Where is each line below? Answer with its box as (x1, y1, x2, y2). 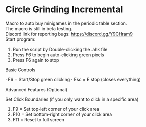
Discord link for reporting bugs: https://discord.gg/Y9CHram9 (5, 31, 133, 37)
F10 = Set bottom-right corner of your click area (12, 111, 112, 117)
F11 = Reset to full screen (12, 116, 64, 122)
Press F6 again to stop (12, 57, 59, 63)
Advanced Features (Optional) (5, 86, 68, 92)
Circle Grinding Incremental (5, 4, 123, 15)
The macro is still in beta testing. (5, 25, 73, 31)
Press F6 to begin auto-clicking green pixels (12, 52, 104, 58)
